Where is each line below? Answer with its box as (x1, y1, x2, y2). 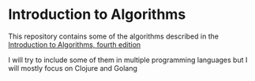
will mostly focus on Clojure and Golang (8, 63, 138, 72)
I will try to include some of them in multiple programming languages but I (8, 55, 248, 64)
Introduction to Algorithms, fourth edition (8, 39, 141, 49)
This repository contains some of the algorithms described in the (8, 31, 219, 41)
